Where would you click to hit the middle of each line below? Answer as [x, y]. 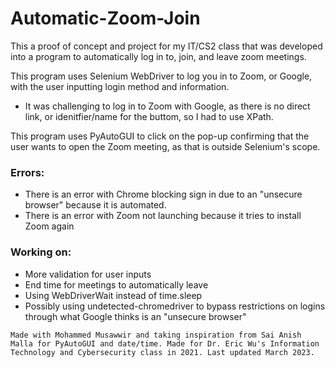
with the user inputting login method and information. [120, 86]
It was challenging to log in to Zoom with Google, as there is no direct [167, 106]
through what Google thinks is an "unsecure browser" [135, 316]
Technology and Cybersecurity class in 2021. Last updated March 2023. [162, 352]
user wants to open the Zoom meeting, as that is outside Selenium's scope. [165, 146]
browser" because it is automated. [95, 205]
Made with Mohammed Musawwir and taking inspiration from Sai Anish [156, 335]
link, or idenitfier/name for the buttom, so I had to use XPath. [149, 116]
